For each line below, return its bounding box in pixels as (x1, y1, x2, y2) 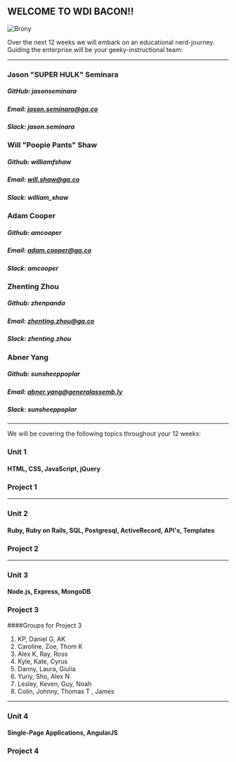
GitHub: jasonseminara (7, 87, 77, 96)
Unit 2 (7, 509, 28, 519)
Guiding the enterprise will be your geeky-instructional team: (7, 45, 183, 53)
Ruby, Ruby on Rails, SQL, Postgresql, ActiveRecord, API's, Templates (7, 526, 215, 534)
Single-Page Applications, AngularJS (7, 728, 118, 737)
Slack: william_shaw (7, 193, 69, 201)
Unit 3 (7, 570, 29, 580)
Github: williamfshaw (7, 158, 72, 166)
